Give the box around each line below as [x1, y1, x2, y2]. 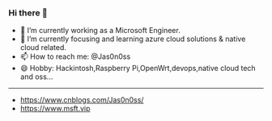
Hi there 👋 [8, 7, 49, 19]
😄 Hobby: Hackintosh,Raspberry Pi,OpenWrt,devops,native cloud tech [19, 64, 257, 73]
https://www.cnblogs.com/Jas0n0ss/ [19, 95, 144, 105]
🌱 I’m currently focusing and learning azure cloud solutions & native [19, 34, 246, 44]
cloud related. [19, 43, 67, 52]
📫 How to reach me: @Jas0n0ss [19, 52, 131, 61]
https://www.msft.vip [19, 104, 91, 114]
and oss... [19, 72, 53, 81]
